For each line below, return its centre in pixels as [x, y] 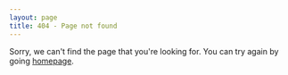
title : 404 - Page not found [63, 26]
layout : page [33, 17]
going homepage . [41, 61]
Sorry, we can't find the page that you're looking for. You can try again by [144, 51]
